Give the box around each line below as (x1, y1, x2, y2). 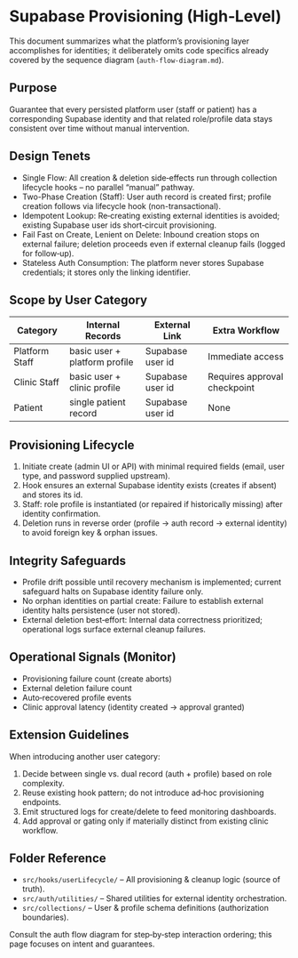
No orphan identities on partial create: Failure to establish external (21, 596, 264, 606)
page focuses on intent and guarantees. (9, 938, 155, 949)
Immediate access (208, 350, 284, 363)
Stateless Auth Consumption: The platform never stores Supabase (21, 257, 264, 268)
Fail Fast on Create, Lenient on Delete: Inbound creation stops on (21, 229, 260, 239)
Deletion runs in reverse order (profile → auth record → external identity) (21, 518, 288, 528)
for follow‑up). (21, 247, 74, 259)
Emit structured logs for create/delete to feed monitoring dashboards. (21, 806, 277, 817)
